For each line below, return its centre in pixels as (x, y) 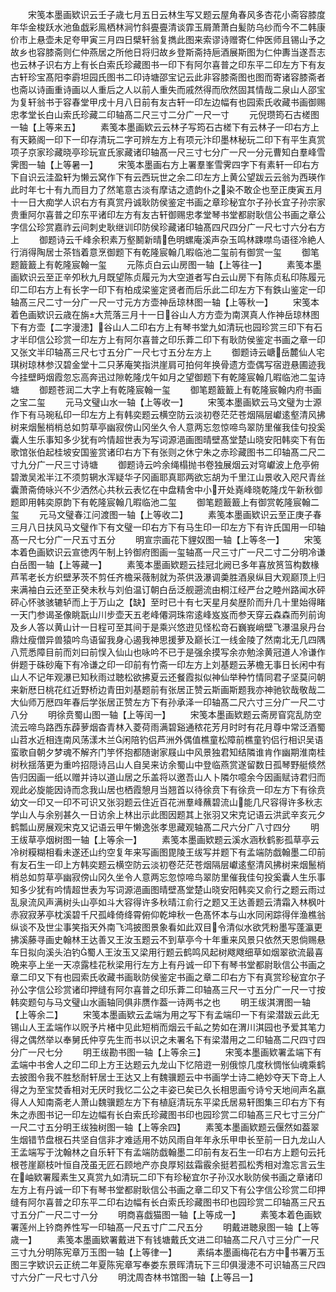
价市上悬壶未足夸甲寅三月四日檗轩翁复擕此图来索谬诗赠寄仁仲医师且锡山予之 (168, 39)
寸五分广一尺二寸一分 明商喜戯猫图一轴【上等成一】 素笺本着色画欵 (166, 1214)
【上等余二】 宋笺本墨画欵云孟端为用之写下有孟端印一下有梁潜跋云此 (160, 1014)
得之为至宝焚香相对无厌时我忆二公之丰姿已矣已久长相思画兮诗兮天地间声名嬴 (168, 1089)
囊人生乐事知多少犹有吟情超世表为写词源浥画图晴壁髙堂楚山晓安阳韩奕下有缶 (168, 439)
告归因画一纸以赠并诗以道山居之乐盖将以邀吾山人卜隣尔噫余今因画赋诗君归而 (168, 777)
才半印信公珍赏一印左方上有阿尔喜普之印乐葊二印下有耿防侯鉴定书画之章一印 (168, 339)
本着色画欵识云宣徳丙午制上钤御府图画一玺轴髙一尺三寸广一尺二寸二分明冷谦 (168, 552)
